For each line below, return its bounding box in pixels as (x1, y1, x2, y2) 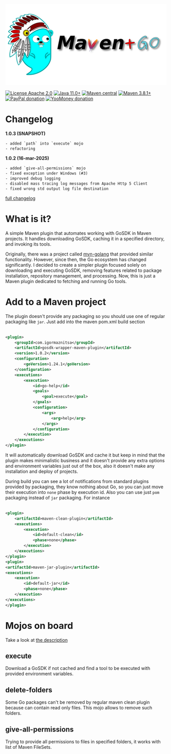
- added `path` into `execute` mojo (5, 141, 83, 146)
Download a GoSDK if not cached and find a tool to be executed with (5, 665, 151, 671)
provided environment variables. (5, 671, 74, 677)
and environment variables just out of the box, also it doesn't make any (5, 463, 155, 469)
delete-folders (5, 685, 53, 694)
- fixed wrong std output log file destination (5, 186, 109, 191)
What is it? (5, 213, 52, 225)
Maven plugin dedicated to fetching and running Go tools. (5, 278, 127, 284)
